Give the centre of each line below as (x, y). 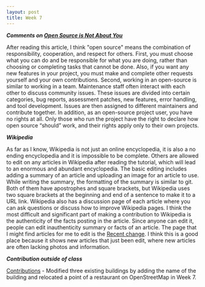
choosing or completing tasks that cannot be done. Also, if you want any (98, 67)
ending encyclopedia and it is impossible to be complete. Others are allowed (102, 155)
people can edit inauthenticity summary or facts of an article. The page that (102, 227)
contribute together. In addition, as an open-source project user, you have (99, 112)
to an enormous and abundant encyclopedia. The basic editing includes (97, 169)
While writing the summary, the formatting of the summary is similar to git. (100, 182)
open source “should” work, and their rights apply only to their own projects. (103, 125)
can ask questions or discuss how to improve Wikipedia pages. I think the (99, 208)
